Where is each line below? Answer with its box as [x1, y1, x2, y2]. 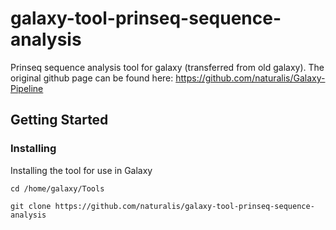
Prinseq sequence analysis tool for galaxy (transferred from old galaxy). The [10, 61, 325, 73]
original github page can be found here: [10, 72, 174, 84]
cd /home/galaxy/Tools [10, 183, 105, 194]
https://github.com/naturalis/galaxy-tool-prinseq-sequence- [54, 201, 315, 211]
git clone [10, 201, 52, 211]
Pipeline [10, 82, 44, 94]
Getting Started [10, 112, 109, 129]
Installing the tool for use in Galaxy [10, 164, 153, 176]
